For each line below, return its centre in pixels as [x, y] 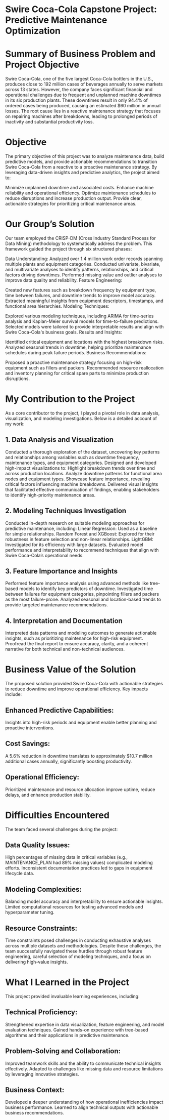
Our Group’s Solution [50, 224]
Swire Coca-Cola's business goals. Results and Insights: [64, 332]
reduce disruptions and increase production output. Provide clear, [74, 198]
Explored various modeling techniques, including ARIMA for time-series [79, 316]
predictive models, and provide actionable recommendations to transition [81, 162]
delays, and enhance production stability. [48, 795]
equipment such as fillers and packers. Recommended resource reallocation [84, 368]
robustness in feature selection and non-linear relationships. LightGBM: [79, 539]
